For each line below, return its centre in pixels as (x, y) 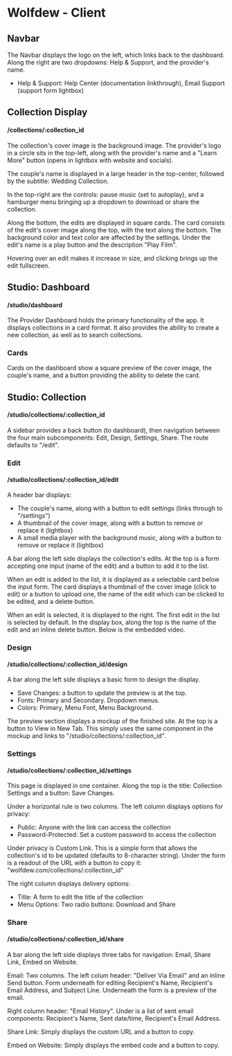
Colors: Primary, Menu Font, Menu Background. (85, 708)
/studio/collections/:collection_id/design (68, 664)
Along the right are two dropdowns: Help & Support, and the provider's (108, 62)
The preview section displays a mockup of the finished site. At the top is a (113, 721)
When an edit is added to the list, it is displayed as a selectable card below (113, 580)
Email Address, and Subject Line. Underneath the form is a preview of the (112, 990)
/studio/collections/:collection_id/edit (63, 479)
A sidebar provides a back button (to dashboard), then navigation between (114, 431)
